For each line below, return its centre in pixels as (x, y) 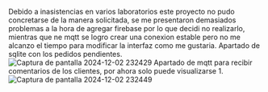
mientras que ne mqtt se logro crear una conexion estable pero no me (124, 37)
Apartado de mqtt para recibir (203, 62)
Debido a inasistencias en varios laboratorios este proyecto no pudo (122, 12)
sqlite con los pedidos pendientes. (65, 54)
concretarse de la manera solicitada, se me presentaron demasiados (122, 20)
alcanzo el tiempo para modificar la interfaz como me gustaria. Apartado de (134, 46)
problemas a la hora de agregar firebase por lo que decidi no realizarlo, (127, 28)
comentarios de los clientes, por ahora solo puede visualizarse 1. (116, 71)
